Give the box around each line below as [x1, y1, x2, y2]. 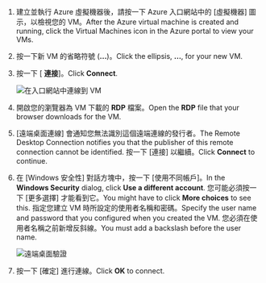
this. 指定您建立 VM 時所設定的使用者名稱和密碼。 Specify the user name [15, 203, 257, 212]
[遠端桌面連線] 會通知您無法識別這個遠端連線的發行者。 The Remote [15, 128, 240, 138]
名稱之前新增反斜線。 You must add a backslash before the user [30, 223, 242, 232]
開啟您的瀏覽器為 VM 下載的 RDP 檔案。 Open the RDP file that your [15, 103, 240, 112]
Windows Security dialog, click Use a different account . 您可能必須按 [15, 183, 250, 192]
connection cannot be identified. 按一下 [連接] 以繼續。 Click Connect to [15, 148, 256, 156]
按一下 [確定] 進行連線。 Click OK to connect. [15, 266, 165, 276]
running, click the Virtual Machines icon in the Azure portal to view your [15, 27, 254, 35]
